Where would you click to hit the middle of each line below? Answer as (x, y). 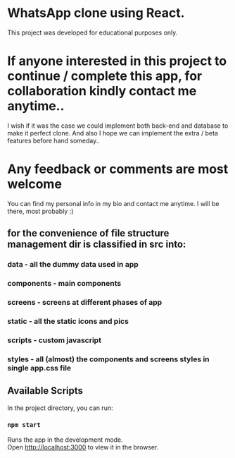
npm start (24, 425)
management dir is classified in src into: (97, 245)
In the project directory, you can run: (60, 408)
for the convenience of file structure (88, 233)
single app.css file (39, 368)
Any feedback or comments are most (118, 169)
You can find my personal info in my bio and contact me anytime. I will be (113, 203)
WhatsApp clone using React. (96, 13)
